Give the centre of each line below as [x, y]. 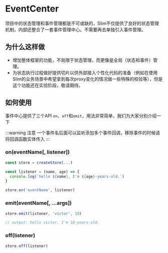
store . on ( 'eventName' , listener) [40, 190]
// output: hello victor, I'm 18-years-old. [52, 223]
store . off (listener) [27, 246]
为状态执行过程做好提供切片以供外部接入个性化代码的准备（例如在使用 [85, 72]
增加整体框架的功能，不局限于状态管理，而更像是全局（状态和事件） [83, 60]
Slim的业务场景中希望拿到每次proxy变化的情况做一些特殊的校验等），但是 [88, 79]
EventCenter [32, 9]
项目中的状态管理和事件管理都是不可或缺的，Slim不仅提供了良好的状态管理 [82, 23]
